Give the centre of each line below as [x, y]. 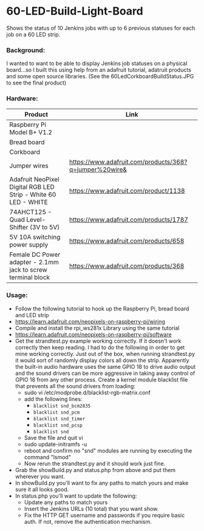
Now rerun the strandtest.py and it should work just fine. [95, 464]
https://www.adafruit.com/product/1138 [127, 191]
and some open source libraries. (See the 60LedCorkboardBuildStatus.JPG [100, 77]
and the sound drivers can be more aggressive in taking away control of [105, 373]
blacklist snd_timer [59, 419]
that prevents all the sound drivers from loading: [75, 386]
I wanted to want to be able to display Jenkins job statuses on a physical [97, 63]
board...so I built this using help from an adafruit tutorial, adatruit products [99, 70]
